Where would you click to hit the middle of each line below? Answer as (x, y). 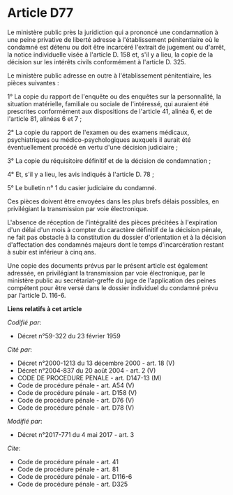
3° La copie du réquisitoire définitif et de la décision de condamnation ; (109, 160)
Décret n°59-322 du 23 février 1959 (69, 336)
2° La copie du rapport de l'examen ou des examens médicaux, (98, 132)
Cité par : (20, 349)
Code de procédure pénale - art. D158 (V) (77, 392)
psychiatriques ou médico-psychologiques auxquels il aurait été (99, 139)
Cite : (14, 448)
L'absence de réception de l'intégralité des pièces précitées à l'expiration (112, 222)
